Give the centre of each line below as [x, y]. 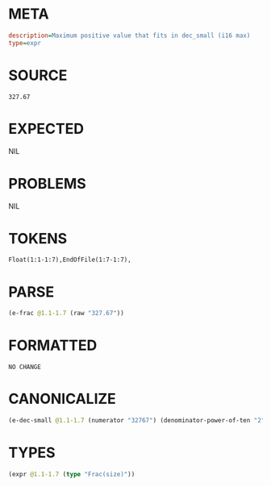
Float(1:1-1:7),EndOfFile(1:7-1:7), [70, 260]
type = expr [25, 43]
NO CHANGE [25, 368]
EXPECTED [46, 129]
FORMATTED [53, 345]
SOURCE [38, 75]
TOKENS [38, 238]
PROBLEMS [47, 183]
